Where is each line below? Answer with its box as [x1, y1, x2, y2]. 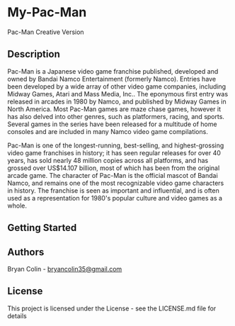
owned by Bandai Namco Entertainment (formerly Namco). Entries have [7, 74, 217, 83]
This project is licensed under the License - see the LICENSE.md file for [7, 304, 217, 313]
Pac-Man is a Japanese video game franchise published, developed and [7, 67, 219, 75]
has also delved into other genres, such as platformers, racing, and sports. [7, 112, 225, 120]
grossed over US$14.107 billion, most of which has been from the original [7, 164, 220, 172]
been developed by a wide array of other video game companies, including [7, 82, 227, 91]
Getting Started [7, 222, 77, 234]
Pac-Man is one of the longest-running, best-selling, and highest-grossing [7, 141, 224, 150]
